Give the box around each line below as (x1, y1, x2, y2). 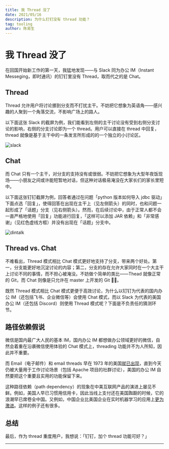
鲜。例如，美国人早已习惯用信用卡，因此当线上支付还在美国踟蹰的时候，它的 (5, 390, 164, 396)
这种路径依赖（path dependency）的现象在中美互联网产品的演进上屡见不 (5, 384, 156, 390)
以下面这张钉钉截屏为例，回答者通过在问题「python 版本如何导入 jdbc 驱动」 (5, 194, 162, 200)
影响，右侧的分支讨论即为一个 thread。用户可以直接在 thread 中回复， (14, 126, 159, 132)
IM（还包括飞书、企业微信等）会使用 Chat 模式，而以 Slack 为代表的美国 (11, 294, 161, 300)
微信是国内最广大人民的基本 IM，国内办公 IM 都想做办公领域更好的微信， (5, 337, 156, 343)
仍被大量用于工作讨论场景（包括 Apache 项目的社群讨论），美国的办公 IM (5, 367, 156, 373)
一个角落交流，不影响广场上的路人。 (27, 108, 102, 115)
